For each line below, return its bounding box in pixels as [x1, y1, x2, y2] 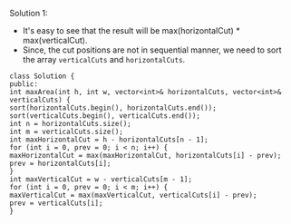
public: [9, 80, 39, 89]
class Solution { [9, 72, 75, 81]
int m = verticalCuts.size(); [9, 127, 124, 136]
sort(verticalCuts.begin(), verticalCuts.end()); [9, 112, 201, 121]
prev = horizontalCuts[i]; [9, 159, 112, 168]
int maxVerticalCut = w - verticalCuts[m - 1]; [9, 175, 193, 184]
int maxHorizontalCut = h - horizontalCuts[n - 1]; [9, 135, 209, 144]
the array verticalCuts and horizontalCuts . [22, 54, 186, 64]
